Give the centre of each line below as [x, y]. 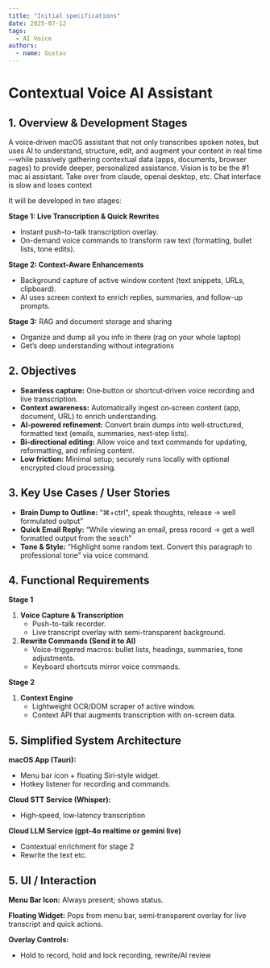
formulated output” [52, 521]
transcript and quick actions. [56, 924]
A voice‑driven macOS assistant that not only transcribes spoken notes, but [134, 142]
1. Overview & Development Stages [98, 123]
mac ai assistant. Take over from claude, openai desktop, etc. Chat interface [135, 177]
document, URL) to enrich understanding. [89, 416]
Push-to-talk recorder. [69, 624]
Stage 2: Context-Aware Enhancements [76, 264]
